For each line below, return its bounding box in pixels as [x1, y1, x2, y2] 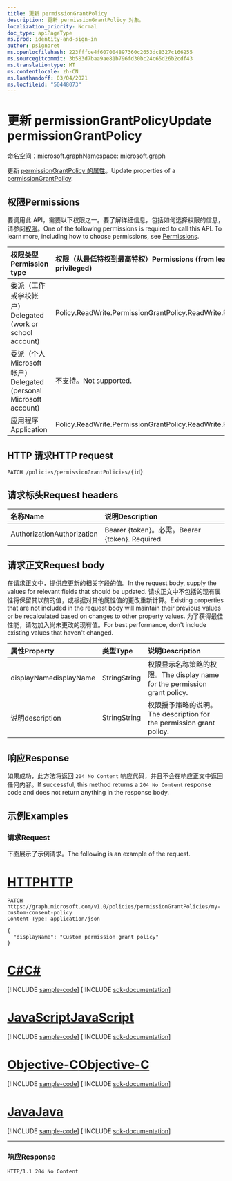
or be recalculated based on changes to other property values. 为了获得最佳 [7, 612, 224, 620]
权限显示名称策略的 [147, 660, 211, 669]
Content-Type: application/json [7, 915, 100, 922]
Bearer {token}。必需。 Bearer [104, 525, 202, 534]
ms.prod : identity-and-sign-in [7, 36, 97, 43]
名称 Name [10, 512, 45, 521]
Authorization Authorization [10, 529, 98, 539]
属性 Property [10, 647, 55, 656]
